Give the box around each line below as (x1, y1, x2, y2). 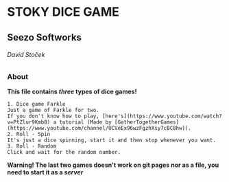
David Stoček (7, 51, 45, 59)
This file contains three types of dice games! (7, 87, 137, 96)
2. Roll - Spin (7, 131, 51, 138)
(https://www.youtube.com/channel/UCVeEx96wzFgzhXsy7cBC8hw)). (7, 125, 192, 132)
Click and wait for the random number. (7, 149, 121, 156)
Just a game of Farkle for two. (7, 107, 99, 114)
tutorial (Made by (59, 119, 112, 126)
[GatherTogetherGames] (114, 119, 180, 126)
